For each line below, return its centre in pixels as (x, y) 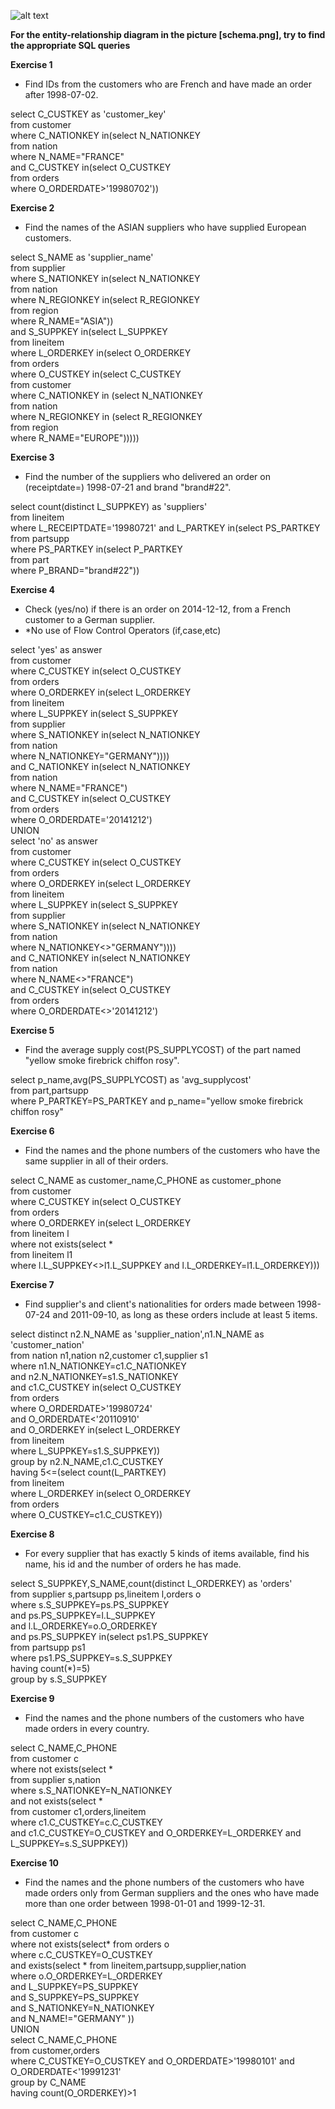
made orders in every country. (87, 1728)
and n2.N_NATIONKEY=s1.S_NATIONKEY (94, 1376)
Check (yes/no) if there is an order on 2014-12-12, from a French (158, 609)
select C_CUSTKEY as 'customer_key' (88, 114)
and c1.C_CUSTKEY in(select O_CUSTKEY (96, 1387)
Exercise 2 (32, 208)
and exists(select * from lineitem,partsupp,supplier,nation (128, 1965)
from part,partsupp (49, 1090)
